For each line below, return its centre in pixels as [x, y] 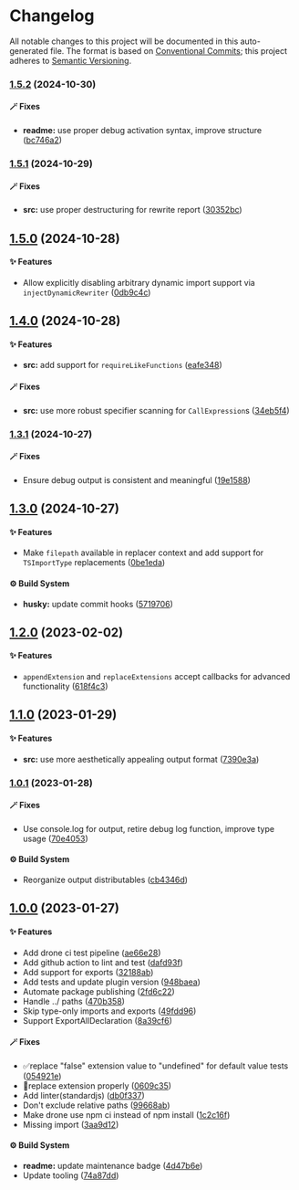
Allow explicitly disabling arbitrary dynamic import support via [139, 282]
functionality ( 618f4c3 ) [65, 687]
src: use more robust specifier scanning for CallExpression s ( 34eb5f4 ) [156, 410]
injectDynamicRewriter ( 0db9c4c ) [87, 292]
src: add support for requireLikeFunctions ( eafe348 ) [123, 365]
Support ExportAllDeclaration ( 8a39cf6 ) [98, 1020]
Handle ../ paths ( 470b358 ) [74, 1001]
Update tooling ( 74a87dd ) [71, 1175]
